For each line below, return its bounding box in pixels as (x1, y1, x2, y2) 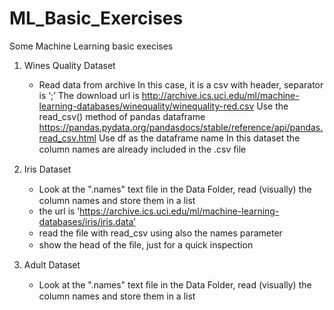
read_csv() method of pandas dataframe (38, 110, 206, 122)
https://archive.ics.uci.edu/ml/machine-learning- (79, 205, 280, 217)
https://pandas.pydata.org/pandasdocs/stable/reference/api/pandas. (38, 121, 324, 133)
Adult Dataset (23, 258, 81, 271)
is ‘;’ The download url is (38, 89, 140, 101)
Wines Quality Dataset (23, 59, 116, 71)
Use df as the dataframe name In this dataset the (98, 132, 301, 144)
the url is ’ (38, 205, 81, 217)
